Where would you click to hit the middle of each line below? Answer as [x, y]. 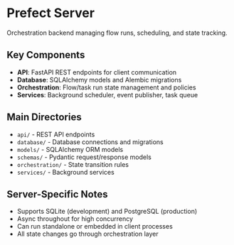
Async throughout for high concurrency [75, 219]
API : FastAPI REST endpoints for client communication [97, 72]
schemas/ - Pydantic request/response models [84, 157]
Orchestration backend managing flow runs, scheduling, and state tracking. [117, 33]
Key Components [46, 55]
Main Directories [44, 118]
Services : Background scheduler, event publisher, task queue [107, 94]
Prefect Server [51, 13]
